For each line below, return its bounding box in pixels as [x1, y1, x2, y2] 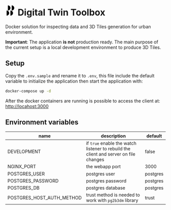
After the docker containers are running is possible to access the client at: [5, 97, 160, 104]
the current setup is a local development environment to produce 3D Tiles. [5, 44, 161, 50]
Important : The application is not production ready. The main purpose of [5, 39, 159, 45]
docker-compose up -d [5, 88, 51, 94]
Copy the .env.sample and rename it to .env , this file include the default [5, 72, 155, 78]
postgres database [85, 185, 126, 191]
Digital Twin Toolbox [17, 7, 105, 18]
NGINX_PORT [7, 164, 37, 170]
